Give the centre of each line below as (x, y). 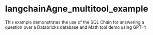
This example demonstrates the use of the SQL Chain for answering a (75, 22)
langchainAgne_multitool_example (77, 9)
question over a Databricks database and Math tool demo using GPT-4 (76, 27)
